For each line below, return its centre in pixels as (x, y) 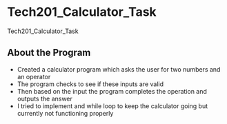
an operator (34, 76)
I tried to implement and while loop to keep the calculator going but (112, 106)
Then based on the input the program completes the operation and (112, 91)
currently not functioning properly (65, 113)
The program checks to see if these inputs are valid (90, 84)
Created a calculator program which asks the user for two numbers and (119, 69)
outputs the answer (45, 99)
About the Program (49, 53)
